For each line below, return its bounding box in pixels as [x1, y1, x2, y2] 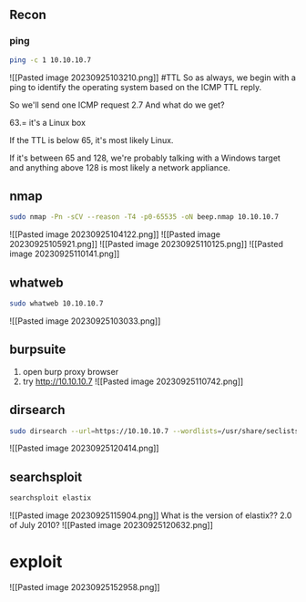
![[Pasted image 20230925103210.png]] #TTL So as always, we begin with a [9, 72, 296, 83]
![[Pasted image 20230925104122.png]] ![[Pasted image [9, 229, 221, 240]
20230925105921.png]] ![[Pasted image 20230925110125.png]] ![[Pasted [9, 239, 284, 250]
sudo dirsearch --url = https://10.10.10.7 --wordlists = [9, 426, 222, 436]
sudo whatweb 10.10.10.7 [9, 299, 104, 308]
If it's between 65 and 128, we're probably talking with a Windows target [9, 152, 280, 163]
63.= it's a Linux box [9, 117, 87, 128]
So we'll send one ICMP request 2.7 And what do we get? [9, 99, 225, 110]
